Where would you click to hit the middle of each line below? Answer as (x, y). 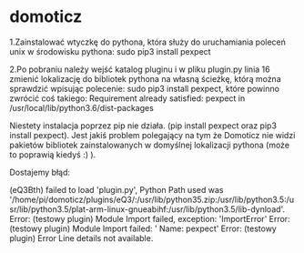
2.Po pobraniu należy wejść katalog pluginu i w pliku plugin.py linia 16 (140, 69)
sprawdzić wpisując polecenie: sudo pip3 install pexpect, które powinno (145, 88)
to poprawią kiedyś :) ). (53, 154)
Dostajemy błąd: (40, 172)
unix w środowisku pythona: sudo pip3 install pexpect (110, 51)
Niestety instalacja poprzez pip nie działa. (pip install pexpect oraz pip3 (143, 126)
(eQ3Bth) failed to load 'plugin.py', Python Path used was (117, 189)
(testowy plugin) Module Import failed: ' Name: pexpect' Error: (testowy (143, 228)
